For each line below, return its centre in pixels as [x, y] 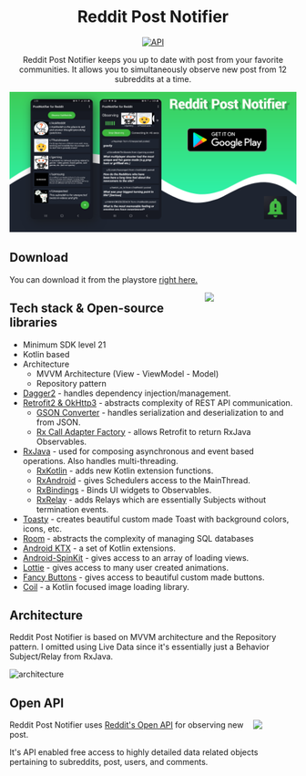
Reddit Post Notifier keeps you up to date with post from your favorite [153, 59]
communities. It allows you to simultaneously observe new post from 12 [153, 69]
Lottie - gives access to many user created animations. [126, 567]
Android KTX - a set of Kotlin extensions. [99, 548]
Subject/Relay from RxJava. [61, 657]
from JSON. [58, 422]
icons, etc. [42, 528]
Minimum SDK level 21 [64, 345]
